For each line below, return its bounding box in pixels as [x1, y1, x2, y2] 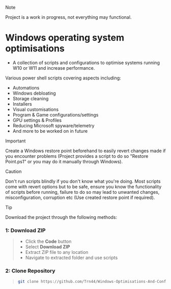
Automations [12, 84, 40, 91]
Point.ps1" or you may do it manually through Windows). [5, 158, 123, 164]
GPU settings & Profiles [12, 117, 62, 123]
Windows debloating [12, 90, 56, 96]
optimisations [5, 43, 65, 54]
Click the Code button [25, 239, 72, 245]
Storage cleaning [12, 95, 49, 101]
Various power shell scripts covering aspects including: [5, 75, 121, 81]
